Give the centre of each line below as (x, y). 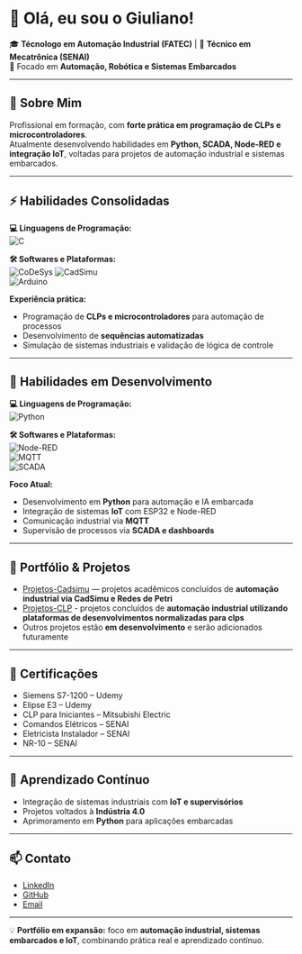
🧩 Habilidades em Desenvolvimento (111, 382)
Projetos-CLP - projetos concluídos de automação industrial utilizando (155, 608)
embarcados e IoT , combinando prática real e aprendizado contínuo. (137, 940)
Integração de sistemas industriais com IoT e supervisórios (133, 802)
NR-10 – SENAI (50, 743)
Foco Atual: (31, 485)
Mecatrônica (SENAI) (49, 57)
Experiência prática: (48, 299)
